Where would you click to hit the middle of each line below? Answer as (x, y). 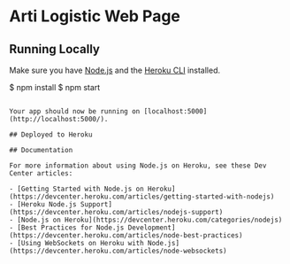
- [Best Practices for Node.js (67, 228)
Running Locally (54, 49)
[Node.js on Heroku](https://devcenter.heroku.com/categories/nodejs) (150, 220)
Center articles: (41, 174)
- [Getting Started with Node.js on (76, 189)
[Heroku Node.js (47, 205)
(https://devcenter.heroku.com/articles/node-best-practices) (126, 236)
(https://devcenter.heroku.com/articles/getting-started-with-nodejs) (142, 197)
